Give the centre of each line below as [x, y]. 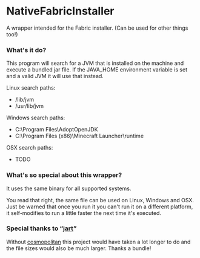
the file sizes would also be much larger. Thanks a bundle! [79, 248]
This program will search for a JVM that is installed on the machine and [95, 63]
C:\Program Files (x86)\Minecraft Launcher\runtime [79, 136]
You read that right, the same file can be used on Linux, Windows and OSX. [100, 200]
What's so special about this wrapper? [64, 175]
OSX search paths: [30, 148]
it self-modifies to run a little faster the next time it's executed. [84, 213]
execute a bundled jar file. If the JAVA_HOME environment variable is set [97, 70]
